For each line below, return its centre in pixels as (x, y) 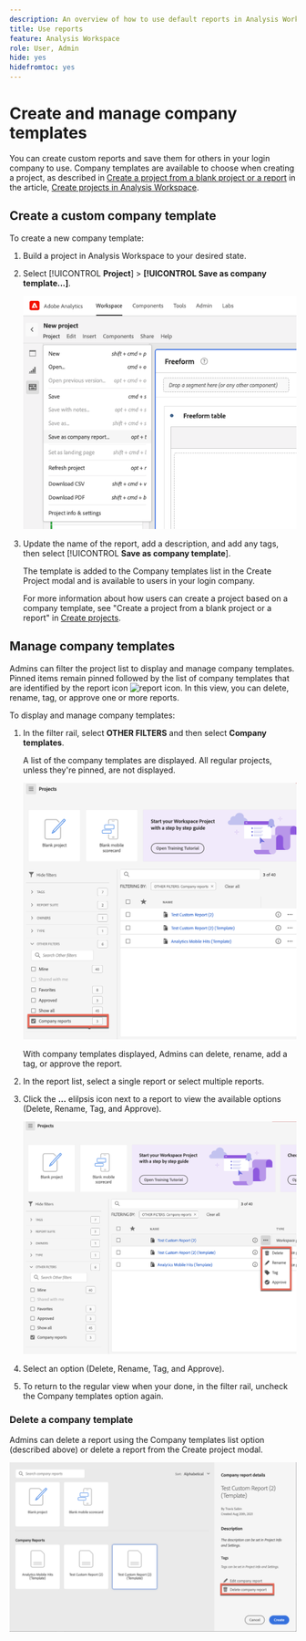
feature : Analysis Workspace (65, 38)
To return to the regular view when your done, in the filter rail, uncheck (155, 1387)
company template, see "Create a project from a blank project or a (147, 608)
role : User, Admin (44, 48)
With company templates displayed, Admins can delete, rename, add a (155, 1054)
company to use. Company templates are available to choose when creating (152, 168)
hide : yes (28, 58)
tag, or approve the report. (72, 1064)
